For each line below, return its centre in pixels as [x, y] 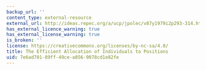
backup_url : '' [26, 12]
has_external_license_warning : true [53, 35]
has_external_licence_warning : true [53, 29]
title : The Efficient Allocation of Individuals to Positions [87, 52]
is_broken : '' [25, 40]
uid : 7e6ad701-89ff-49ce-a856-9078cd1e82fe [63, 57]
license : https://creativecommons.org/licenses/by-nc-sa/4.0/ [87, 46]
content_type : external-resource [49, 18]
